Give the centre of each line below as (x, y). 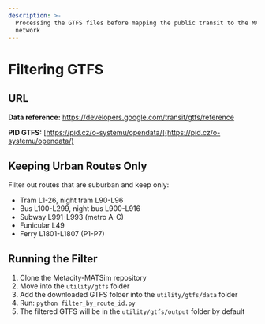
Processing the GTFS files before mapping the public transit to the (132, 23)
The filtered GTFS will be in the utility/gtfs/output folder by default (132, 311)
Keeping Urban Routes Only (78, 166)
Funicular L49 (42, 225)
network (28, 30)
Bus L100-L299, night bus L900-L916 (80, 209)
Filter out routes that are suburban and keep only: (89, 185)
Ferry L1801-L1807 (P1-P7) (62, 234)
